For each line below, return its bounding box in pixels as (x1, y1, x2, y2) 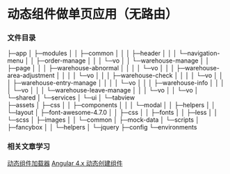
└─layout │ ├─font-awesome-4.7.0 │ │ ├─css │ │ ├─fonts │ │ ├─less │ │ (7, 109, 218, 117)
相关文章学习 (7, 142, 51, 152)
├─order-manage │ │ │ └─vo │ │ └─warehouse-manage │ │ (35, 56, 210, 65)
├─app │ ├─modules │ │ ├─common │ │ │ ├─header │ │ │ (7, 49, 177, 58)
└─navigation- (178, 49, 220, 58)
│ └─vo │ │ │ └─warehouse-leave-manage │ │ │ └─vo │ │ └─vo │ (7, 86, 199, 95)
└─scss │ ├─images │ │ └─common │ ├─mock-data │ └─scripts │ (7, 116, 200, 124)
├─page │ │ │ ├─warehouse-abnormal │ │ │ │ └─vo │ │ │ (7, 64, 175, 72)
